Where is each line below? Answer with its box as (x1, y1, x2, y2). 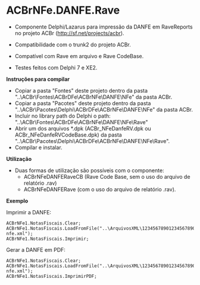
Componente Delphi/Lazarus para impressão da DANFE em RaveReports (14, 23, 193, 30)
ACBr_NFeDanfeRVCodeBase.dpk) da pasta (14, 131, 122, 138)
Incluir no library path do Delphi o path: (14, 112, 111, 119)
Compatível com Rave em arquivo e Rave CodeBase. (14, 52, 144, 59)
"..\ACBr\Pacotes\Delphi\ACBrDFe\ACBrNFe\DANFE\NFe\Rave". (14, 137, 170, 144)
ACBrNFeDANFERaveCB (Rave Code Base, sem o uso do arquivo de (23, 173, 190, 180)
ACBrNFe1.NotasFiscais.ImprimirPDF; (6, 273, 97, 279)
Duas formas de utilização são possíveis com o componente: (14, 167, 165, 174)
